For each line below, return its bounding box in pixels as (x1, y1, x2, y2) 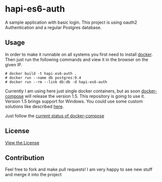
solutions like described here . (5, 103, 64, 109)
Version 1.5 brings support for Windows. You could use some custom (5, 98, 143, 104)
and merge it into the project (5, 172, 62, 178)
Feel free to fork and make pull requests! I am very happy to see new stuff (5, 167, 153, 172)
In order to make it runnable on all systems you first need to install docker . (5, 51, 153, 57)
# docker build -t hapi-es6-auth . (5, 71, 77, 76)
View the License (5, 139, 40, 146)
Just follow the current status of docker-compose (5, 113, 104, 119)
